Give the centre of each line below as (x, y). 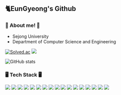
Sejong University (30, 36)
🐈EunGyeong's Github (41, 9)
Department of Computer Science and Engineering (64, 41)
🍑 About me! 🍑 (23, 25)
